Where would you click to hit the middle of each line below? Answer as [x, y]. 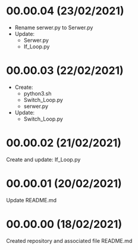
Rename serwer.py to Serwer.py [54, 27]
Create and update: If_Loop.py [43, 159]
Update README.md [32, 200]
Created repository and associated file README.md [69, 240]
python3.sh [37, 93]
